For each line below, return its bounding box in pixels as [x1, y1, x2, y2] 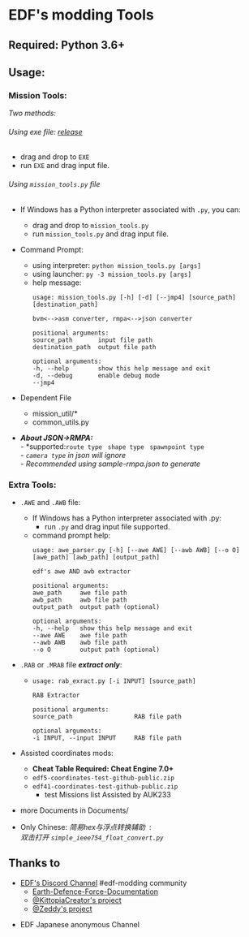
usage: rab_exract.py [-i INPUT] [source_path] [32, 676, 196, 685]
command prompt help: [32, 530, 111, 540]
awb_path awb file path [32, 595, 127, 604]
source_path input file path [32, 335, 152, 344]
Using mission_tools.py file [8, 179, 101, 189]
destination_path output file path [32, 343, 157, 351]
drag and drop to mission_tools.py [32, 220, 149, 230]
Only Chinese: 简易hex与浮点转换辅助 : [19, 822, 152, 831]
